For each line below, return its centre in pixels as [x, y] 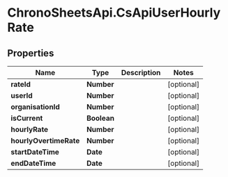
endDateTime [33, 163]
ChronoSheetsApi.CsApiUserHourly [114, 13]
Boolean [100, 118]
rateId [21, 84]
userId [22, 95]
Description [141, 73]
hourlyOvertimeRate [45, 141]
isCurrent [27, 118]
